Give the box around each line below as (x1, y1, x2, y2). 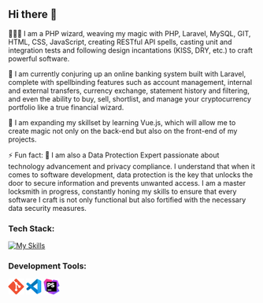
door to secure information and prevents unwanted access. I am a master (8, 178, 246, 187)
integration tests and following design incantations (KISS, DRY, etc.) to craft (8, 45, 254, 55)
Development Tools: (8, 261, 87, 272)
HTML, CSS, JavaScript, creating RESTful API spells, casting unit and (8, 37, 232, 46)
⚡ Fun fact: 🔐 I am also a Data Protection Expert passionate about (8, 150, 220, 160)
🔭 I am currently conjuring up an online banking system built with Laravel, (8, 68, 246, 79)
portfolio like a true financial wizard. (8, 102, 124, 112)
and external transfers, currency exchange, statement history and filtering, (8, 86, 250, 95)
